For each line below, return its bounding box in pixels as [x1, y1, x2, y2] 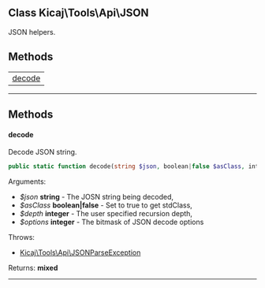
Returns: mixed [8, 264, 58, 273]
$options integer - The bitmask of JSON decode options [19, 217, 204, 227]
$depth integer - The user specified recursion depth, [19, 209, 193, 219]
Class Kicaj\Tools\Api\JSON [8, 6, 149, 20]
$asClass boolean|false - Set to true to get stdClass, [19, 200, 193, 210]
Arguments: [8, 177, 47, 186]
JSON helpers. [8, 27, 56, 36]
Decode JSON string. [8, 148, 77, 157]
